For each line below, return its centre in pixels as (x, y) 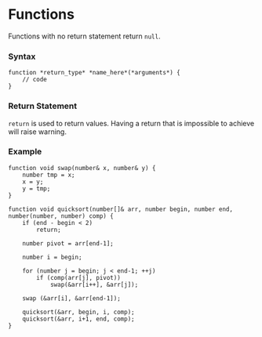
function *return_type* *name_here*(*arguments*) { (94, 73)
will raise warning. (37, 132)
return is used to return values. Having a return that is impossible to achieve (131, 123)
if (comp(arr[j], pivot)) (79, 277)
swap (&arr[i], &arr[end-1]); (72, 298)
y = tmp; (36, 188)
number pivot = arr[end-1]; (68, 243)
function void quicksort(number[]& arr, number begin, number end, (121, 209)
